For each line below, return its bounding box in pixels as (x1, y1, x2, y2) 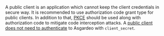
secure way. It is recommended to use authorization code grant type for (5, 9, 154, 15)
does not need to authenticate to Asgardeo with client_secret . (5, 25, 135, 31)
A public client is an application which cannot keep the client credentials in (5, 4, 159, 10)
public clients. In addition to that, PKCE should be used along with (5, 15, 141, 20)
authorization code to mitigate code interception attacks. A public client (5, 20, 153, 26)
